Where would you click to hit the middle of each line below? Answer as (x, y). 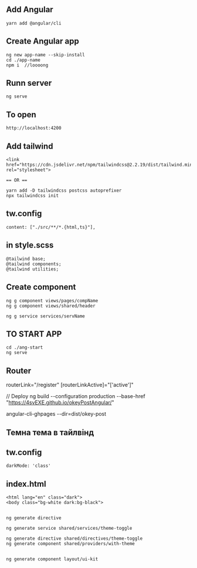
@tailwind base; (26, 259)
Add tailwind (30, 146)
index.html (26, 484)
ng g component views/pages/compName (52, 300)
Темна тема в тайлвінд (50, 432)
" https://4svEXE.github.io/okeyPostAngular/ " (60, 403)
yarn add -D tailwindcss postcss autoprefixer (64, 191)
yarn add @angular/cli (34, 23)
